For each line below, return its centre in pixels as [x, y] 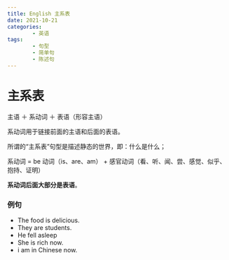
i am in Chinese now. [47, 250]
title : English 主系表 [39, 14]
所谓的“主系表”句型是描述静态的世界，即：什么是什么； [87, 146]
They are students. [44, 227]
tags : [15, 40]
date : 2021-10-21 [33, 20]
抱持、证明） [26, 170]
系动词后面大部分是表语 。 [44, 185]
